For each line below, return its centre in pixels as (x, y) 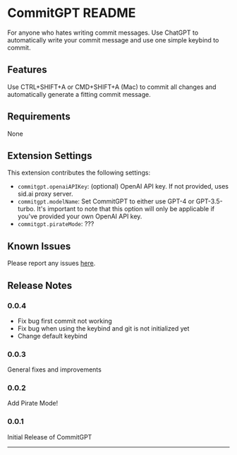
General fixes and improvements (55, 370)
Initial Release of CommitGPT (50, 437)
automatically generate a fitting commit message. (79, 94)
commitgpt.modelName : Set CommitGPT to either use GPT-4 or (106, 201)
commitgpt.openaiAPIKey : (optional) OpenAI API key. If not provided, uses (123, 187)
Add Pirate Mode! (33, 403)
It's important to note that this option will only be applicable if (126, 209)
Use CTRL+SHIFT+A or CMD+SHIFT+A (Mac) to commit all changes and (112, 87)
